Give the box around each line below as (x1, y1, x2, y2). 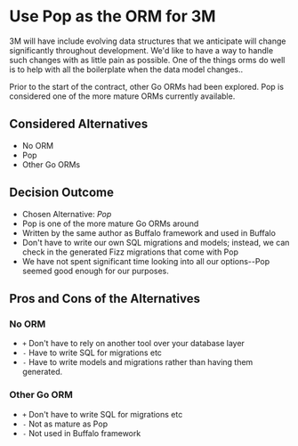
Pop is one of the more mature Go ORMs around (21, 218, 199, 229)
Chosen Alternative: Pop (21, 208, 112, 219)
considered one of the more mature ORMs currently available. (9, 91, 236, 101)
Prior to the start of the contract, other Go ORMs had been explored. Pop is (9, 81, 285, 92)
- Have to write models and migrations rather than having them (21, 357, 254, 368)
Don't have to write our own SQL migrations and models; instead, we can (21, 237, 290, 247)
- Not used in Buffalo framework (21, 427, 141, 438)
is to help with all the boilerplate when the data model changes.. (9, 64, 244, 75)
